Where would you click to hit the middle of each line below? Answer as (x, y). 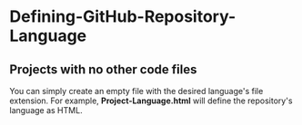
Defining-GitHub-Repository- (123, 17)
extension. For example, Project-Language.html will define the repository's (151, 101)
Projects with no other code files (103, 69)
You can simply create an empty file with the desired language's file (136, 91)
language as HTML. (46, 110)
